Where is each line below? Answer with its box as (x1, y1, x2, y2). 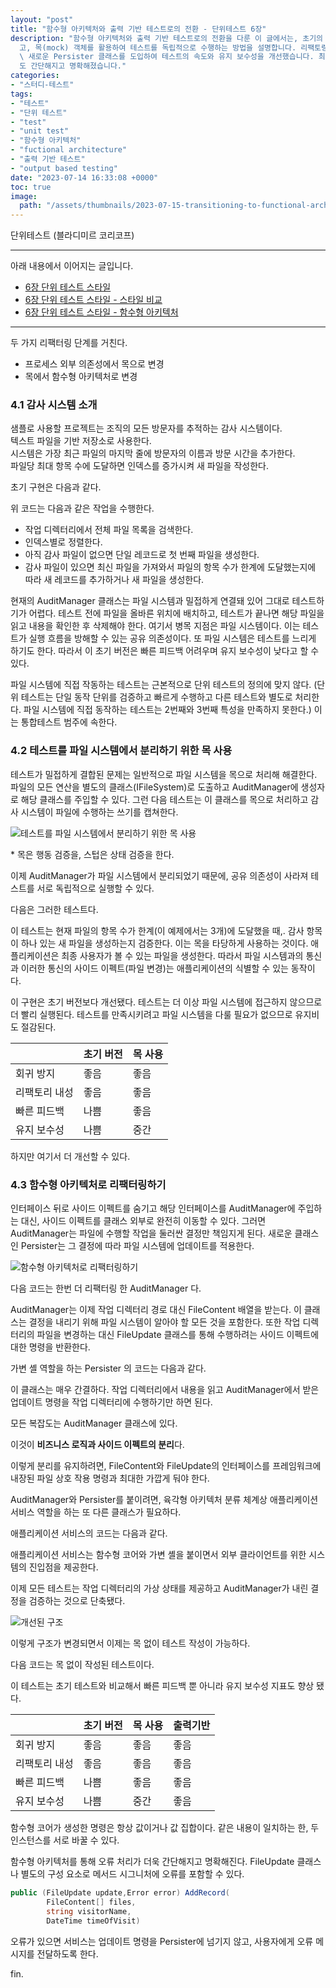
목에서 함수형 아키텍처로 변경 (24, 371, 138, 383)
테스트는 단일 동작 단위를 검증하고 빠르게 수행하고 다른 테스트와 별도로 (20, 691, 293, 703)
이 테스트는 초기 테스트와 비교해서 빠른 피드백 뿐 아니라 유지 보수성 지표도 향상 (10, 1680, 315, 1692)
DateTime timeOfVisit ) (46, 1916, 141, 1926)
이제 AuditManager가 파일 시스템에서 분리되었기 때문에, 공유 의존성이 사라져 (10, 869, 309, 881)
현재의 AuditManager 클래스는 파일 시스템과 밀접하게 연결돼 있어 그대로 (10, 595, 290, 607)
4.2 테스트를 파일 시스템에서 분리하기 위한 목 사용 (10, 744, 233, 758)
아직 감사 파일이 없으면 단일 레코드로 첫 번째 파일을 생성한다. (24, 549, 260, 561)
